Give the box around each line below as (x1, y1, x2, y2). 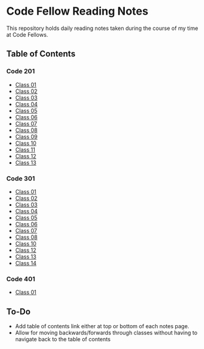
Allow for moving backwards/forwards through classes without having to (15, 329, 198, 337)
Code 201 (6, 67, 35, 76)
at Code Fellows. (6, 31, 49, 38)
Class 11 (15, 145, 35, 153)
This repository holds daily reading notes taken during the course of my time (6, 24, 199, 32)
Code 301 (6, 174, 35, 183)
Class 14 (15, 259, 37, 266)
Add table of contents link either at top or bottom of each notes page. (15, 323, 190, 330)
